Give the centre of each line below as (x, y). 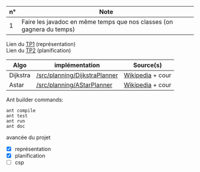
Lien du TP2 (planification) (39, 50)
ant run (16, 121)
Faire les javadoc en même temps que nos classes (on (97, 22)
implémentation (77, 65)
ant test (17, 116)
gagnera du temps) (49, 29)
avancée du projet (28, 137)
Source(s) (148, 65)
